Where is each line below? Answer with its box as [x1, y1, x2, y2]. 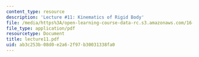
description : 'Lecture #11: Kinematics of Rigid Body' [6, 14, 145, 20]
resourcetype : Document [6, 31, 65, 37]
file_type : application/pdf [6, 25, 76, 31]
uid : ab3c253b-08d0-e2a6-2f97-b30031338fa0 [6, 42, 115, 48]
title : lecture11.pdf [6, 36, 60, 42]
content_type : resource [6, 8, 65, 15]
